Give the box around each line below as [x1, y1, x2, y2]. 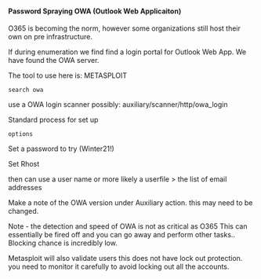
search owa [8, 86, 44, 94]
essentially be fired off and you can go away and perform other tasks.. [8, 230, 236, 240]
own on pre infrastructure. [8, 32, 92, 42]
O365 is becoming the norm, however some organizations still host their [8, 24, 241, 33]
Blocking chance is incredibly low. [8, 238, 118, 248]
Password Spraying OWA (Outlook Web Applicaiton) [8, 6, 182, 16]
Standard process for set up [8, 115, 99, 125]
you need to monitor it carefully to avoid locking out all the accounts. [8, 262, 230, 271]
